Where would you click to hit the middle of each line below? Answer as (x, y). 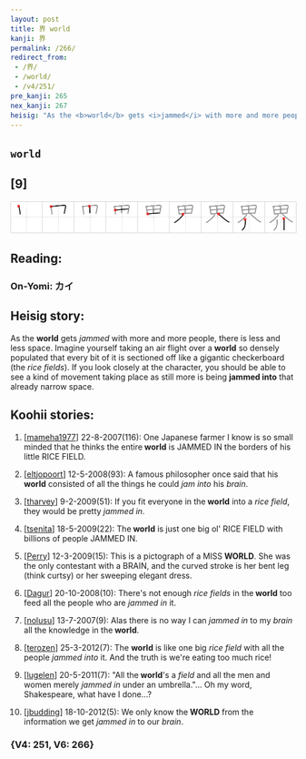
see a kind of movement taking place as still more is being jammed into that (152, 377)
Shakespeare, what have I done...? (88, 694)
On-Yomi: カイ (42, 286)
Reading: (36, 258)
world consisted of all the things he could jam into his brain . (136, 483)
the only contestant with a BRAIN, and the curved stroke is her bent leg (156, 565)
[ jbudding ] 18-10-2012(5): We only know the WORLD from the (138, 712)
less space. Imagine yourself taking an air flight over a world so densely (145, 348)
